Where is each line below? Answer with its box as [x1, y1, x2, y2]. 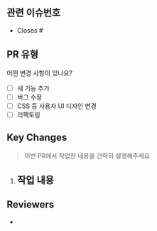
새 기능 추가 [16, 84, 50, 92]
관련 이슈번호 [6, 6, 61, 19]
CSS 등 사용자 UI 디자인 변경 [16, 102, 97, 110]
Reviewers [6, 198, 55, 211]
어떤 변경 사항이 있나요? [6, 68, 72, 77]
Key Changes [6, 131, 67, 144]
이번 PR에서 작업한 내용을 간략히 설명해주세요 [23, 151, 151, 160]
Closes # [16, 26, 43, 34]
